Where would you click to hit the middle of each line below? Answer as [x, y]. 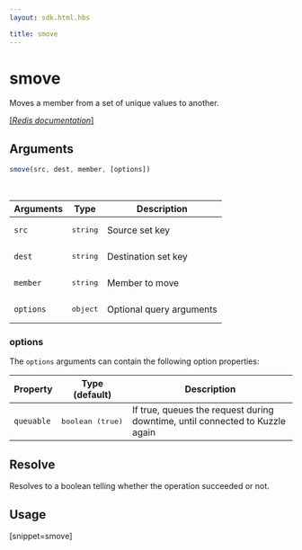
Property [33, 389]
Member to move [143, 282]
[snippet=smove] [41, 537]
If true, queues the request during [203, 410]
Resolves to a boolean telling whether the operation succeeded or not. [139, 486]
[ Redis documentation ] [52, 120]
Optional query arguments [162, 309]
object [85, 310]
